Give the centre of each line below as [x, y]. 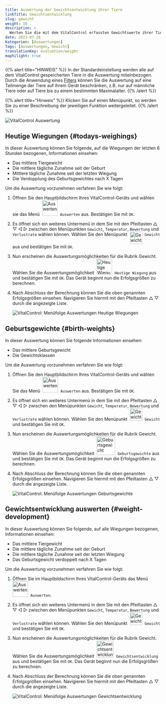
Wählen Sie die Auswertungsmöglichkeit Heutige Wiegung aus [84, 273]
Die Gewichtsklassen [34, 355]
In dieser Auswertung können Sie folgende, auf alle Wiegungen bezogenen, [82, 529]
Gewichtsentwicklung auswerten [57, 509]
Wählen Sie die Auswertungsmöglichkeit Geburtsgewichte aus [86, 453]
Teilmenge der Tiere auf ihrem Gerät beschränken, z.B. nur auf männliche [80, 86]
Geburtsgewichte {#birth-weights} [60, 328]
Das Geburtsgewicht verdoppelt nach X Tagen [59, 559]
